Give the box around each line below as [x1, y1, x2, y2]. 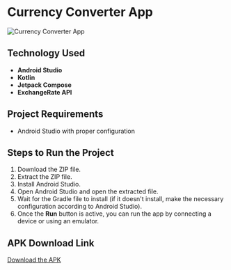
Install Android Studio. [17, 180, 81, 189]
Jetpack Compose [17, 81, 72, 89]
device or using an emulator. [17, 217, 99, 225]
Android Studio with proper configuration [17, 127, 136, 135]
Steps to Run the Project [7, 147, 115, 159]
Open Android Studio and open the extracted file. [17, 187, 159, 196]
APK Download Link [7, 237, 95, 249]
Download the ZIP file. [17, 165, 81, 174]
